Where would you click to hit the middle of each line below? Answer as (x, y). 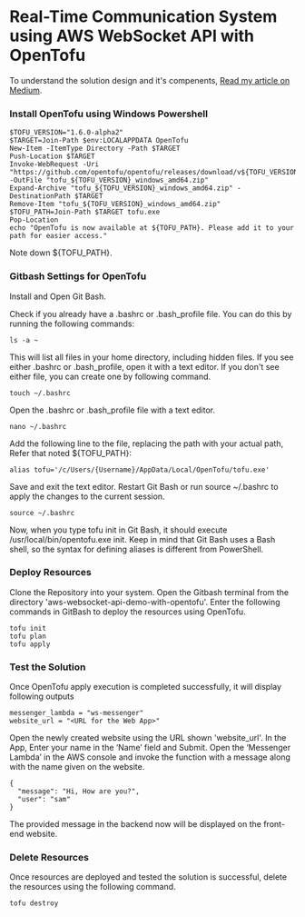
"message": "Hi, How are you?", (79, 792)
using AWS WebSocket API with (132, 36)
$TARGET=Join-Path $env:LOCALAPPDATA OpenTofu (99, 141)
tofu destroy (34, 903)
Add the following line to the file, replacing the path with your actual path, (147, 444)
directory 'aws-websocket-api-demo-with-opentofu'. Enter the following (145, 602)
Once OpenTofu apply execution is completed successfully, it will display (146, 687)
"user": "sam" (44, 800)
